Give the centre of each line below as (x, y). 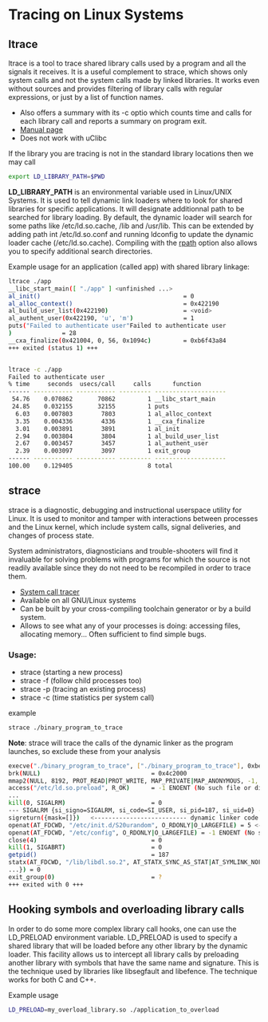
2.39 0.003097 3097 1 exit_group (103, 451)
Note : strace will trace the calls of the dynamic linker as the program (121, 743)
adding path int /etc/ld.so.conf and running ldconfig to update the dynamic (131, 234)
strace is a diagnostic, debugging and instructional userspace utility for (125, 510)
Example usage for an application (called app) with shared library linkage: (129, 266)
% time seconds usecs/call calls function (105, 385)
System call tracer (49, 591)
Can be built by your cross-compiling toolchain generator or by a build (135, 609)
